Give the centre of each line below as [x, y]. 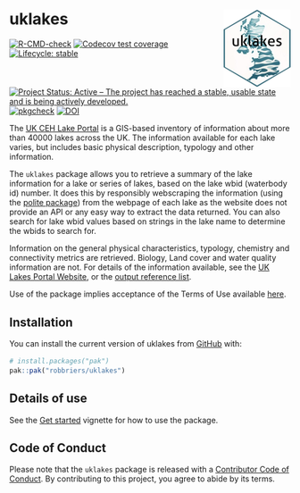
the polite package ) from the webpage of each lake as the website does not [148, 203]
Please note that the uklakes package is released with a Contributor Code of [150, 470]
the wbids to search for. [53, 231]
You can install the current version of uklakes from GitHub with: [126, 343]
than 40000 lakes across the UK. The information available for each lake [142, 138]
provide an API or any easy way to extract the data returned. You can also [145, 212]
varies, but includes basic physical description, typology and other [132, 147]
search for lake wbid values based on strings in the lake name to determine [147, 221]
